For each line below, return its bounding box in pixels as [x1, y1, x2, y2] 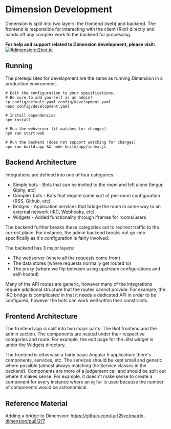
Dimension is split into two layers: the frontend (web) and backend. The [5, 20, 156, 27]
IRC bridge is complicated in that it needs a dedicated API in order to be [5, 291, 157, 298]
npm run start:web [5, 130, 45, 136]
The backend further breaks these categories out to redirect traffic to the [5, 224, 160, 230]
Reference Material [5, 399, 68, 408]
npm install [5, 117, 31, 122]
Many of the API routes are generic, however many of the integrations [5, 281, 153, 287]
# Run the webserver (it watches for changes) [5, 126, 106, 131]
